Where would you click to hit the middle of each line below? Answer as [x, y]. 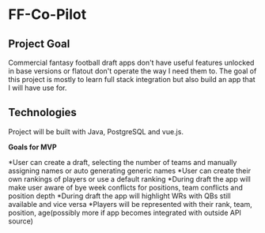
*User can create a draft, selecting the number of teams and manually [123, 162]
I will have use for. [38, 88]
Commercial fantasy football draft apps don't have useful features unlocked [131, 62]
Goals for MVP [32, 147]
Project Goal [39, 44]
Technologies [43, 113]
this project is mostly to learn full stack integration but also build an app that [132, 79]
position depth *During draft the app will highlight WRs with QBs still [119, 196]
